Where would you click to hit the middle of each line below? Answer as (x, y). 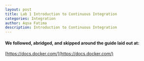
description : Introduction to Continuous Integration (61, 28)
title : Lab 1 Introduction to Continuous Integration (61, 14)
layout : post (18, 9)
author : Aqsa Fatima (26, 23)
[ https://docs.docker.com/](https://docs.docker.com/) (59, 54)
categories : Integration (30, 18)
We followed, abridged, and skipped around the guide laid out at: (72, 43)
